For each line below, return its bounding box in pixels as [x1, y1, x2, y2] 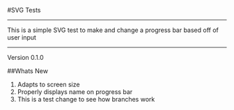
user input [7, 33, 37, 41]
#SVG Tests [7, 6, 41, 14]
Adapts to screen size [17, 80, 80, 88]
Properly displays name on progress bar [17, 88, 133, 96]
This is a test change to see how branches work [17, 95, 155, 103]
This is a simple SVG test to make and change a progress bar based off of [7, 26, 219, 34]
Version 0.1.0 [7, 54, 44, 61]
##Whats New [7, 67, 49, 75]
